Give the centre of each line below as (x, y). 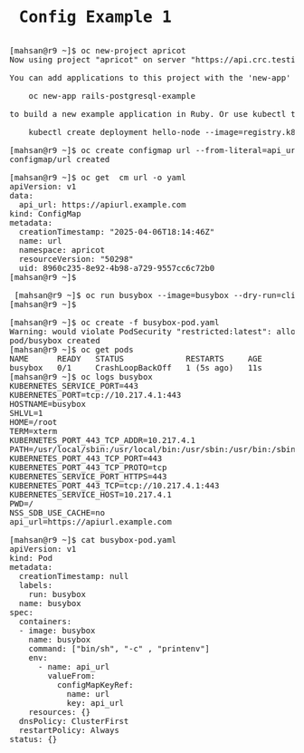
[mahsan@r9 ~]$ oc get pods (71, 349)
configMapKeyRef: (95, 685)
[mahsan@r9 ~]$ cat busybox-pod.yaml (93, 540)
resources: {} (60, 712)
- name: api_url (74, 666)
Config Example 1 (95, 17)
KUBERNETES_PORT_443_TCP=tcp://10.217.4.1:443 (114, 485)
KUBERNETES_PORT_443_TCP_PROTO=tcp (88, 467)
